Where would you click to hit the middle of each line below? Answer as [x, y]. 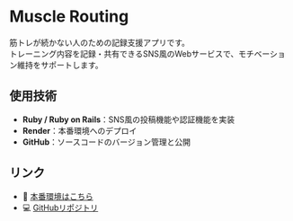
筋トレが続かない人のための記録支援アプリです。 [100, 42]
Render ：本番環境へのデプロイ [80, 130]
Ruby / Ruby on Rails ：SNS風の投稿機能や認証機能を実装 [129, 119]
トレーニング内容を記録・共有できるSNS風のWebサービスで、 [124, 53]
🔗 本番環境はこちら [58, 196]
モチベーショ [262, 53]
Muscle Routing [69, 17]
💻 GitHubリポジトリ [60, 208]
